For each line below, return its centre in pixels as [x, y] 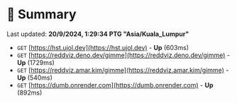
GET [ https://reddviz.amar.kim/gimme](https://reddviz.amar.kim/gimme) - [123, 70]
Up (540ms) [34, 78]
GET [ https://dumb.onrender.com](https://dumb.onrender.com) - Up [115, 85]
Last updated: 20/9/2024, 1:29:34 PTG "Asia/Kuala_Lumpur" [98, 34]
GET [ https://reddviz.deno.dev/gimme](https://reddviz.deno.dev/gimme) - [123, 55]
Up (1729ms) [35, 62]
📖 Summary [42, 14]
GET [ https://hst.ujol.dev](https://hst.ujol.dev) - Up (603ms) [103, 47]
